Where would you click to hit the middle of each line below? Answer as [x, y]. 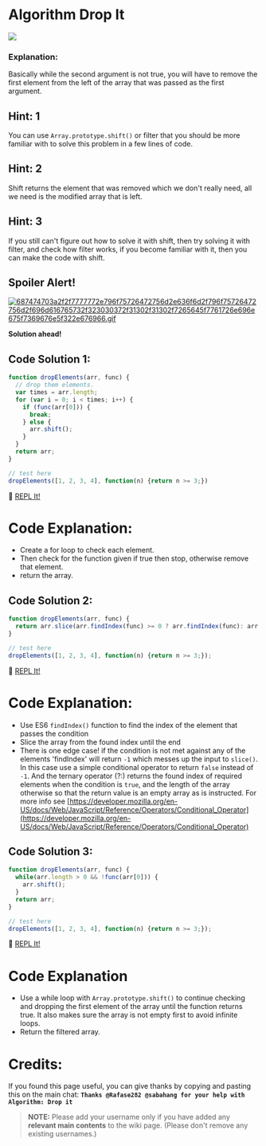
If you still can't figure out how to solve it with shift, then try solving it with [129, 241]
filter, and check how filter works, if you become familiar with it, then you [128, 249]
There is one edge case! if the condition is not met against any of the [133, 750]
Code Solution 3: [51, 851]
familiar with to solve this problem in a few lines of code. [101, 144]
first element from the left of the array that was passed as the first [116, 83]
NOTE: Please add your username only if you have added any [129, 1117]
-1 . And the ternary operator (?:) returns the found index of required [131, 776]
